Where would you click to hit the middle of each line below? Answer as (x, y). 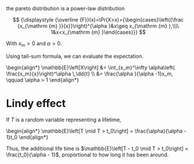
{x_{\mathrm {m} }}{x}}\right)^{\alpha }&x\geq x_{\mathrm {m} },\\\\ (98, 26)
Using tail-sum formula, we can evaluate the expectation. (75, 56)
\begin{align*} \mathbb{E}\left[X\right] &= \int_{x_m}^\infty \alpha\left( (91, 67)
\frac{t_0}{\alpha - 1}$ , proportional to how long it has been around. (87, 155)
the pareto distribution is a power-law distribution (65, 8)
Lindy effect (36, 103)
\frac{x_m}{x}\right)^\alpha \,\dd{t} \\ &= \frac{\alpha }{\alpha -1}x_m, (90, 74)
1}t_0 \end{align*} (27, 137)
